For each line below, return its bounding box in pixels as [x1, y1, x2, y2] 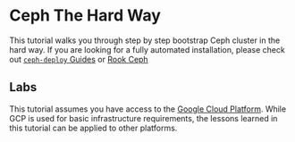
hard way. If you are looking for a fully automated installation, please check [9, 44, 286, 54]
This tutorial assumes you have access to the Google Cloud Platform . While [9, 104, 287, 114]
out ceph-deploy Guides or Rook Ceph [9, 54, 149, 64]
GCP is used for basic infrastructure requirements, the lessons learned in [9, 113, 278, 123]
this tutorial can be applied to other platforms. [9, 122, 178, 133]
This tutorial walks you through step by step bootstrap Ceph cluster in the [9, 35, 281, 46]
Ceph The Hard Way [9, 5, 161, 26]
